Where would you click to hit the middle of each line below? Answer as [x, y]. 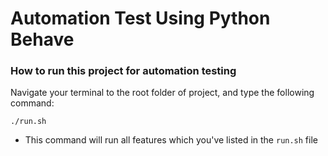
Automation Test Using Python [140, 18]
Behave [42, 39]
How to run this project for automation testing [123, 71]
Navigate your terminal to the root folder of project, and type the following [162, 93]
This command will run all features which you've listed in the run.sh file [171, 140]
